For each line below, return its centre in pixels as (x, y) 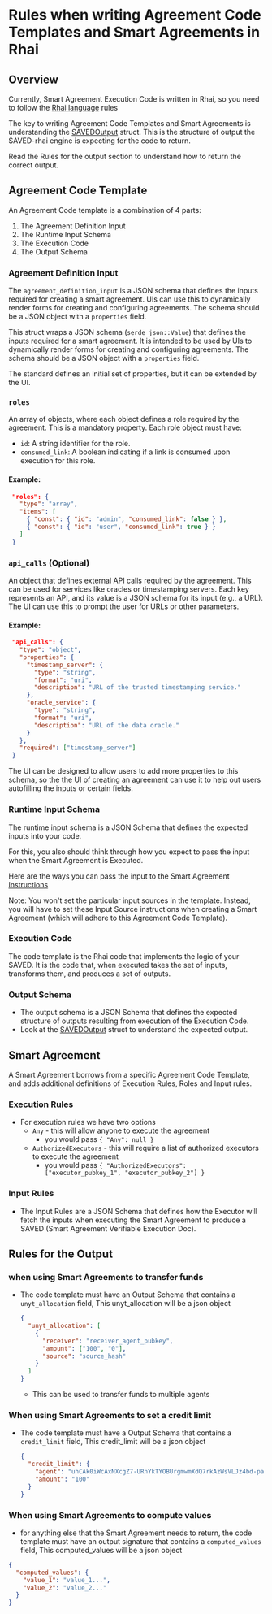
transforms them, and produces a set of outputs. (90, 974)
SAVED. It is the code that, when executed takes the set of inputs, (118, 965)
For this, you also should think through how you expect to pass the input (129, 852)
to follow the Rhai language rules (63, 108)
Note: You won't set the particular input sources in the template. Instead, (130, 900)
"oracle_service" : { (61, 703)
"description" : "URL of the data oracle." (107, 725)
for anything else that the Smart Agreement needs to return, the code (136, 1533)
